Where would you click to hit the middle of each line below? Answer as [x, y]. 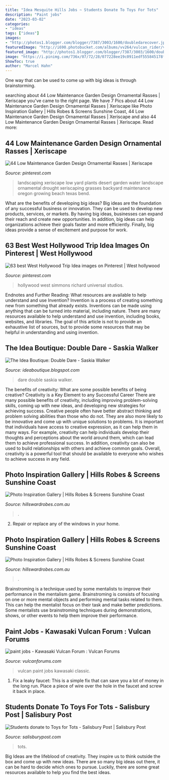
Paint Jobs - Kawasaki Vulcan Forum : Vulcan [78, 631]
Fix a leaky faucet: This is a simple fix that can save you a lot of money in [88, 680]
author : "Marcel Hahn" [29, 66]
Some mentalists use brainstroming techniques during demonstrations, [79, 610]
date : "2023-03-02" [26, 19]
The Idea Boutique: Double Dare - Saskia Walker [82, 348]
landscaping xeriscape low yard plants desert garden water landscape [90, 183]
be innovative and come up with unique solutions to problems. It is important [84, 421]
